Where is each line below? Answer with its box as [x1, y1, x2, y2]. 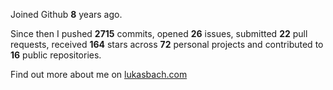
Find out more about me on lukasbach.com [10, 69, 188, 80]
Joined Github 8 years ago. [10, 9, 123, 20]
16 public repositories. [10, 49, 102, 61]
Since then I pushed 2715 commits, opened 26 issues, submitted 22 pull [10, 28, 308, 39]
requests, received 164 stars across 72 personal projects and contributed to [10, 39, 324, 50]
